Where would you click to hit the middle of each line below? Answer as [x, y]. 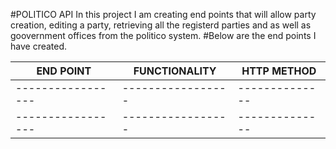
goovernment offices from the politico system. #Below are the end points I [163, 35]
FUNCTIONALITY [175, 71]
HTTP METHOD [279, 71]
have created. [39, 46]
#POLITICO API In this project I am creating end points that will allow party [163, 14]
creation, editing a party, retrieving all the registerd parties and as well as [161, 25]
